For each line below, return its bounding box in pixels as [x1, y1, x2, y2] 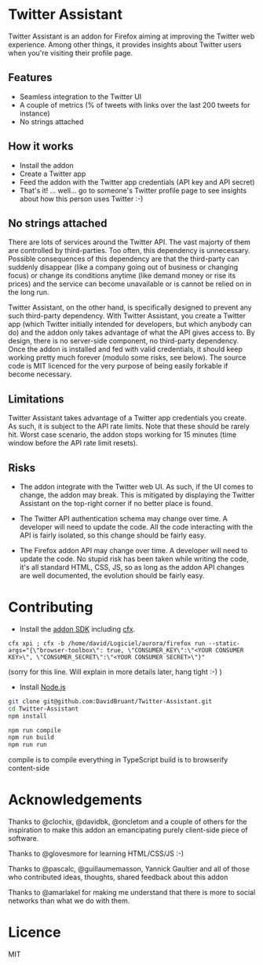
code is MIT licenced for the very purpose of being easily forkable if [8, 361, 228, 371]
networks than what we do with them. [8, 896, 130, 905]
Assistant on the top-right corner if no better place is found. [19, 499, 214, 508]
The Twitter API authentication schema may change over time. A [19, 514, 228, 523]
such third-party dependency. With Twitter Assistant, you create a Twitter [8, 311, 246, 321]
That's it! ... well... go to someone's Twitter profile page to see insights [19, 185, 247, 195]
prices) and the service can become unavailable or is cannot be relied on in [8, 279, 252, 288]
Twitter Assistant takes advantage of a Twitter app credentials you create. [8, 413, 247, 423]
